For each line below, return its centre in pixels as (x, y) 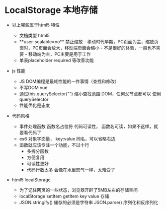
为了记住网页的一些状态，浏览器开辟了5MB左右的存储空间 (78, 190)
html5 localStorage (31, 180)
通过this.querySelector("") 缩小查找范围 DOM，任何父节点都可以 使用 (90, 94)
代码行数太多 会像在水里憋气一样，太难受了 (71, 170)
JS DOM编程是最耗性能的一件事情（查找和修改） (69, 81)
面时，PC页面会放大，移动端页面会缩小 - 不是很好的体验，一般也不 (88, 48)
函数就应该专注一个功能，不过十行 (54, 145)
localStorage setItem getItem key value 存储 (64, 196)
